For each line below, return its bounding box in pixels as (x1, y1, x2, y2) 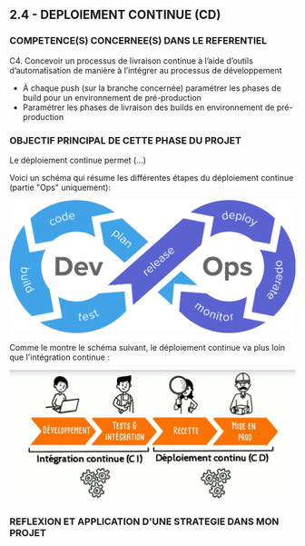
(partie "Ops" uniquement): (9, 182, 112, 193)
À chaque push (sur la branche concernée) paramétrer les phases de (22, 82, 281, 94)
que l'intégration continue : (9, 352, 111, 362)
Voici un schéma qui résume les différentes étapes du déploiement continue (9, 172, 294, 183)
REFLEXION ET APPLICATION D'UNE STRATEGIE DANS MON (9, 515, 280, 528)
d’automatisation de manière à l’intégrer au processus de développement (9, 65, 283, 75)
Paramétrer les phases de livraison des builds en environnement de (22, 102, 275, 113)
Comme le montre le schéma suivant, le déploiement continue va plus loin (9, 342, 286, 352)
